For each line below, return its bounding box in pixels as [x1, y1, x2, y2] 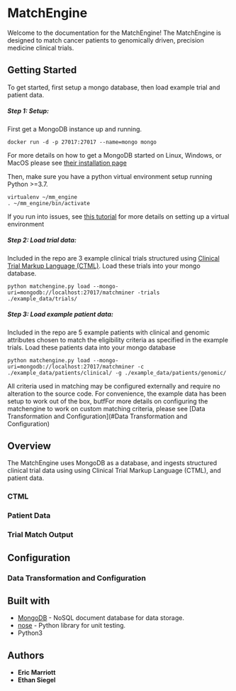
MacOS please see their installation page [7, 158, 128, 167]
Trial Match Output [7, 530, 74, 540]
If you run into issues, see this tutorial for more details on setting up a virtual [7, 212, 230, 221]
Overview [7, 440, 52, 452]
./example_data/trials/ [7, 295, 78, 303]
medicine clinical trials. [7, 43, 74, 52]
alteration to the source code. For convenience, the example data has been [7, 389, 227, 398]
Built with [7, 594, 50, 606]
